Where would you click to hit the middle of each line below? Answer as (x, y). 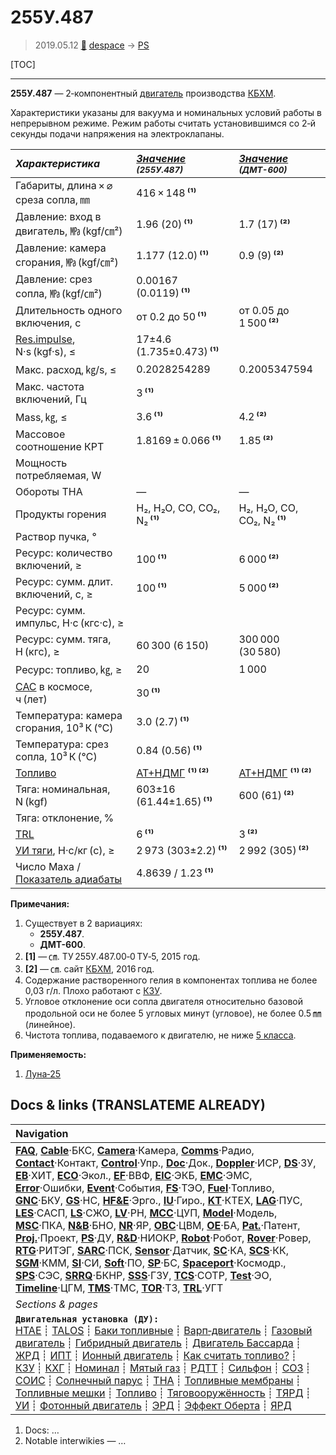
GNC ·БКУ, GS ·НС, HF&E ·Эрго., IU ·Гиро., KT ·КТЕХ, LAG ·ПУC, (159, 1200)
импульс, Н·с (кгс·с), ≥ (70, 623)
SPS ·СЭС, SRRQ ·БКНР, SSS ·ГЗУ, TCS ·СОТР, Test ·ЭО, (144, 1275)
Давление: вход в (58, 216)
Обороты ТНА (49, 491)
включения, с (48, 323)
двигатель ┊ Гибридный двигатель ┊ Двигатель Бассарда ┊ (158, 1343)
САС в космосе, (54, 686)
